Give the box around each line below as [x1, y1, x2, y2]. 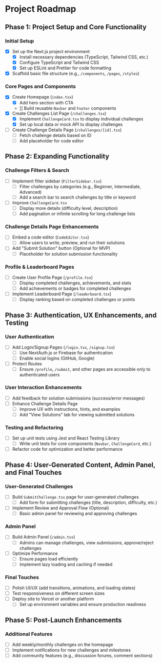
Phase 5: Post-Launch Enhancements [5, 616, 122, 624]
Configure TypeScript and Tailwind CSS [19, 60, 99, 65]
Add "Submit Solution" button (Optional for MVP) [12, 245, 111, 251]
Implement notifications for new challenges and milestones [12, 647, 131, 653]
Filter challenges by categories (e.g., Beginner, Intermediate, [19, 183, 142, 189]
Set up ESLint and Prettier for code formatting [19, 65, 111, 71]
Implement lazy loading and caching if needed [19, 561, 113, 567]
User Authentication [5, 333, 55, 340]
